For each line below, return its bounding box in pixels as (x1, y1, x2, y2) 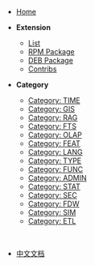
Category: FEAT (27, 139, 81, 148)
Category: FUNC (27, 165, 84, 174)
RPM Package (27, 47, 75, 56)
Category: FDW (27, 199, 80, 208)
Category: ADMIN (27, 174, 87, 182)
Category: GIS (27, 105, 75, 114)
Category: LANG (27, 148, 83, 157)
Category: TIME (27, 96, 81, 105)
